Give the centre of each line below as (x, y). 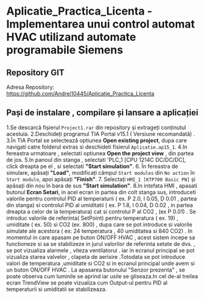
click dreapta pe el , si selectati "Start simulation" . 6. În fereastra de (92, 166)
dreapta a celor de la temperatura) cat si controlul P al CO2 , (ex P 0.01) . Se (101, 211)
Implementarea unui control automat (101, 24)
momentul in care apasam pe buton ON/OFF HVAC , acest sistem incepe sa (101, 237)
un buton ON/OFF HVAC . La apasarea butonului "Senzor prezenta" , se (96, 270)
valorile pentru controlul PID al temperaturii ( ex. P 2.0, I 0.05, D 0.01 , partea (102, 199)
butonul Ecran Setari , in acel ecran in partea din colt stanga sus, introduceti (101, 192)
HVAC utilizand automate (71, 37)
